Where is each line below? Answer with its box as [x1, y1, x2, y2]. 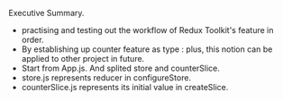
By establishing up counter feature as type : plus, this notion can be [21, 44, 273, 55]
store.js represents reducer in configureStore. [21, 72, 191, 83]
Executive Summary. [8, 8, 85, 18]
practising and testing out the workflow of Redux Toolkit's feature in [21, 25, 274, 35]
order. [21, 35, 44, 45]
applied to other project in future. [21, 54, 145, 63]
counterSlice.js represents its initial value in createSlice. [21, 82, 229, 92]
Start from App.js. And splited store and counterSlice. [21, 63, 220, 73]
